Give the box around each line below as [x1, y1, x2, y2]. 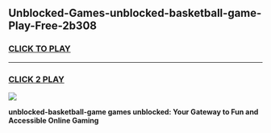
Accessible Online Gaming [8, 115, 99, 125]
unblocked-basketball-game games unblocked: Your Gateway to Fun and [8, 106, 259, 116]
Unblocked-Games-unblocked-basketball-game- [8, 6, 262, 20]
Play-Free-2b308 [8, 19, 97, 33]
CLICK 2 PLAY [8, 73, 65, 85]
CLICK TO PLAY [8, 44, 71, 55]
